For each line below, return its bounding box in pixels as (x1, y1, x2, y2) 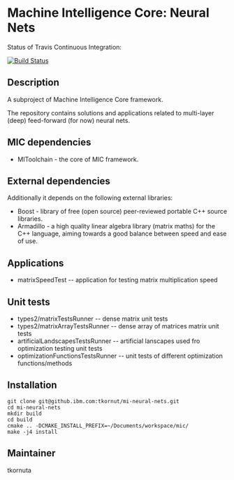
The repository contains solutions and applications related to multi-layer (7, 108, 214, 117)
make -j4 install (7, 428, 58, 435)
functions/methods (17, 359, 73, 368)
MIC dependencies (7, 136, 92, 148)
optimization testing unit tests (17, 344, 103, 352)
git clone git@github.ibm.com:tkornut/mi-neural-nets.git (7, 398, 180, 405)
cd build (7, 416, 33, 423)
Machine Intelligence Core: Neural (7, 5, 210, 21)
